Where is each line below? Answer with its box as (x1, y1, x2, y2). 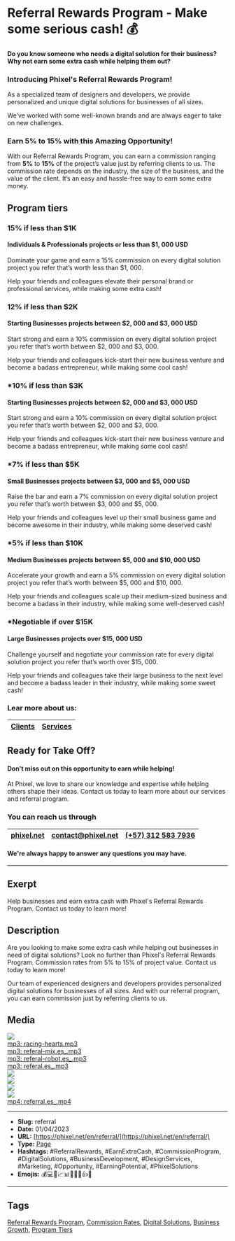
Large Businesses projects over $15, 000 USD (7, 634, 143, 643)
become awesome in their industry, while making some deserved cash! (7, 521, 212, 529)
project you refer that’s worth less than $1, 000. (7, 263, 143, 272)
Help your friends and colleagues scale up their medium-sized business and (7, 592, 227, 601)
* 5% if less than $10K (7, 538, 84, 548)
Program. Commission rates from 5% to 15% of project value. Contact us (7, 958, 217, 967)
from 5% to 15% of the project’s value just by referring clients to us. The (7, 160, 215, 168)
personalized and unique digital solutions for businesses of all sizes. (7, 98, 204, 106)
